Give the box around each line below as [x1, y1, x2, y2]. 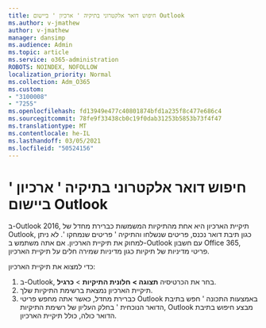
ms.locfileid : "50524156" [8, 144, 94, 152]
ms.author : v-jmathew [8, 19, 80, 27]
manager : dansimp [8, 33, 66, 42]
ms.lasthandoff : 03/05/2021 [8, 136, 102, 145]
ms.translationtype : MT [8, 122, 87, 130]
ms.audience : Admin [8, 41, 73, 49]
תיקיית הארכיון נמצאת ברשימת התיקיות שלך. [19, 286, 153, 296]
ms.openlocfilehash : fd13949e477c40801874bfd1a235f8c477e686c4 [8, 108, 222, 116]
